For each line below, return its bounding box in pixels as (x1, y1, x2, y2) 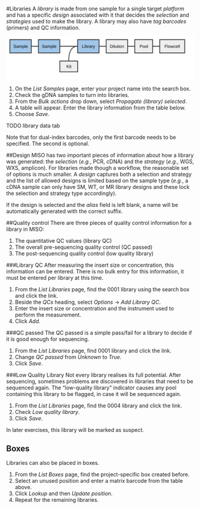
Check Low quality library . (14, 408, 80, 415)
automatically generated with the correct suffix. (6, 208, 123, 215)
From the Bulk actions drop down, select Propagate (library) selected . (14, 97, 187, 105)
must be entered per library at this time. (6, 274, 103, 281)
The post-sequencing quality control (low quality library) (14, 249, 154, 257)
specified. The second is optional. (6, 140, 90, 147)
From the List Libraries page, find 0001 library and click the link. (14, 347, 172, 354)
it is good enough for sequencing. (6, 335, 90, 343)
